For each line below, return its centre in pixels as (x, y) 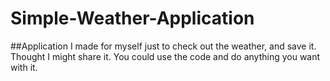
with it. (24, 67)
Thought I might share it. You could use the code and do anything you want (165, 56)
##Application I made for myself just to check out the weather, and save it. (163, 46)
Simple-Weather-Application (132, 18)
